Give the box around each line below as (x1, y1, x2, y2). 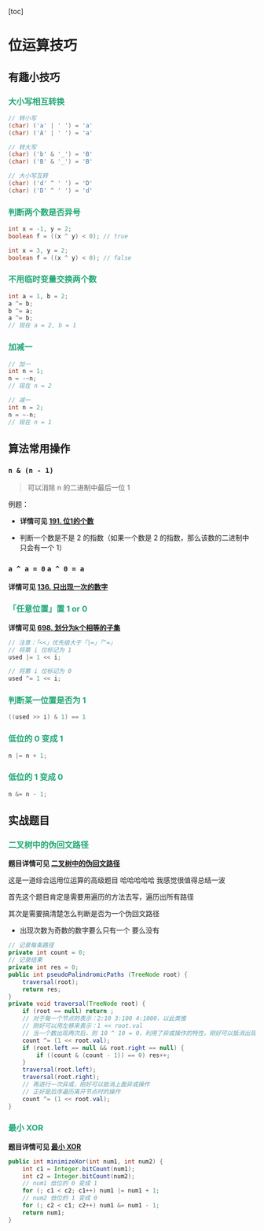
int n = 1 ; (8, 368, 44, 375)
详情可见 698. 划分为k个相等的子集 (8, 623, 121, 632)
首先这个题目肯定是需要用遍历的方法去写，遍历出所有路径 (8, 893, 194, 902)
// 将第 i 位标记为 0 (8, 667, 72, 675)
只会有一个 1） (19, 543, 67, 553)
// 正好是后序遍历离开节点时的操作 (22, 1088, 121, 1096)
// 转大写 (8, 143, 37, 151)
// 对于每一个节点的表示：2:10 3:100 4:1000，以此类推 (22, 1015, 187, 1022)
